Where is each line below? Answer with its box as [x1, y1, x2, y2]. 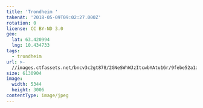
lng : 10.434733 [11, 43, 50, 49]
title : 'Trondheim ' [6, 8, 59, 15]
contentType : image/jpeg [6, 92, 69, 98]
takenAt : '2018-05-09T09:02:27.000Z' [6, 14, 101, 20]
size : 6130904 [6, 70, 42, 76]
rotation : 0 [6, 20, 36, 26]
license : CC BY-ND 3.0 [6, 25, 63, 32]
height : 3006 [11, 87, 45, 93]
